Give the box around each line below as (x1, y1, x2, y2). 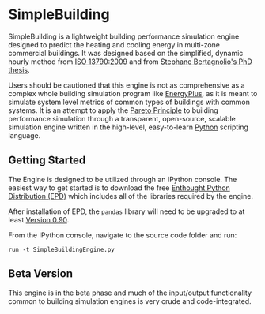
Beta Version (8, 267, 74, 281)
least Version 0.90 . (8, 215, 70, 224)
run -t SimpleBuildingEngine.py (8, 245, 115, 253)
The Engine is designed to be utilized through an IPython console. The (8, 174, 237, 184)
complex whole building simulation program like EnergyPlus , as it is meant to (8, 88, 258, 98)
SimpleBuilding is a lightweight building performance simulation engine (8, 32, 240, 41)
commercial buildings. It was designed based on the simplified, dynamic (8, 48, 244, 58)
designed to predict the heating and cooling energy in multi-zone (8, 39, 220, 49)
